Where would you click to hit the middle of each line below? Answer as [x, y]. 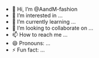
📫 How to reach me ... [40, 35]
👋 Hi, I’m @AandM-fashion [45, 9]
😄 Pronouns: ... [31, 43]
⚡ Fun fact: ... [28, 50]
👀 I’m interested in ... [37, 15]
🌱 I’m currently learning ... [44, 22]
